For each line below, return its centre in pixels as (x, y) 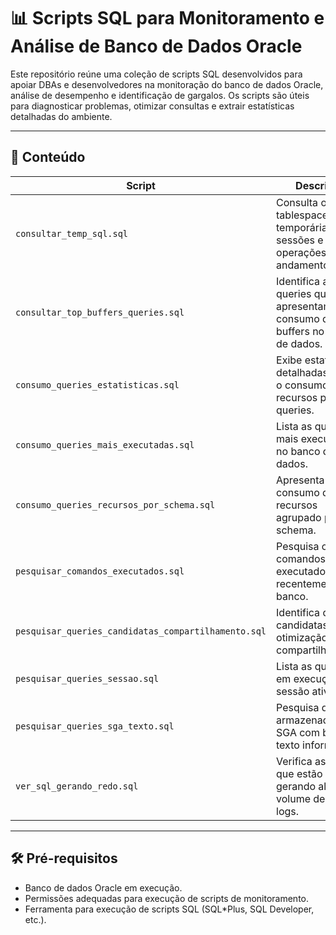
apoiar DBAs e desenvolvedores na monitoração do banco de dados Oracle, (167, 84)
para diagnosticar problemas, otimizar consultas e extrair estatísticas (152, 106)
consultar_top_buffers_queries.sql (100, 312)
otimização (302, 637)
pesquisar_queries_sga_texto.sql (95, 726)
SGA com (298, 732)
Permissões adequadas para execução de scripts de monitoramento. (167, 898)
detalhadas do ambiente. (61, 116)
